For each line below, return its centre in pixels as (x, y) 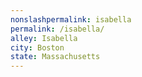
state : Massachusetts (55, 57)
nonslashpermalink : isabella (71, 19)
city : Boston (37, 47)
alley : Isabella (44, 38)
